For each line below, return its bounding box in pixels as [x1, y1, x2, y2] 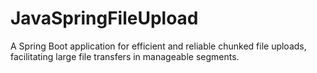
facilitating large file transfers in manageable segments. [10, 50, 240, 62]
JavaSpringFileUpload [10, 7, 199, 30]
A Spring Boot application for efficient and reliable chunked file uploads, [10, 40, 307, 52]
